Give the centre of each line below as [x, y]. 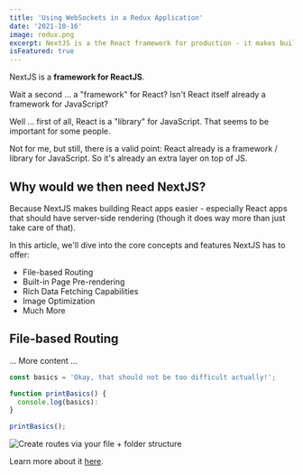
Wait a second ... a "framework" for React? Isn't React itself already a [138, 95]
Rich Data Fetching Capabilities [80, 291]
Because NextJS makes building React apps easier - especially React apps [148, 208]
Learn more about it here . [56, 461]
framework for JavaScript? [59, 104]
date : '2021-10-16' [46, 26]
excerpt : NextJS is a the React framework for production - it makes [143, 43]
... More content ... [44, 360]
